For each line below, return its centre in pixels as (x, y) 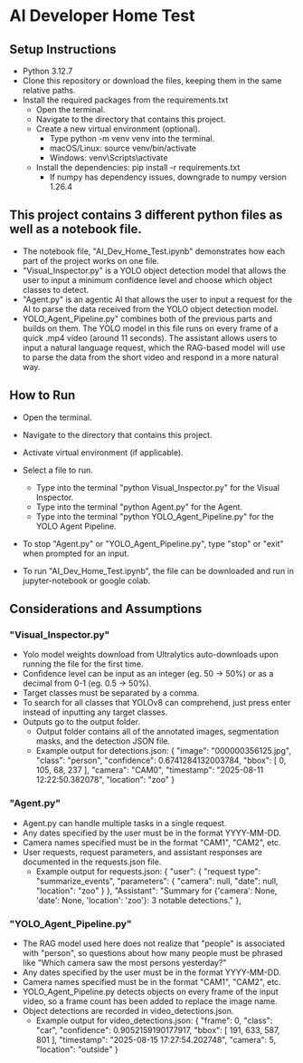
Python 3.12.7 (47, 71)
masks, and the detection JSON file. (103, 741)
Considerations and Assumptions (106, 609)
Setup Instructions (63, 49)
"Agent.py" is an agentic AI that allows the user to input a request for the (157, 299)
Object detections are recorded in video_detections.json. (128, 1010)
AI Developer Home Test (102, 16)
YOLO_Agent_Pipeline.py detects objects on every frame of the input (150, 991)
